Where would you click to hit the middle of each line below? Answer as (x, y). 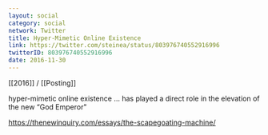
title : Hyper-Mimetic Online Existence (75, 38)
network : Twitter (37, 30)
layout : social (34, 16)
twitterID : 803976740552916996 (60, 53)
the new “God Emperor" (48, 107)
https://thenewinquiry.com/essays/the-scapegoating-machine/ (112, 122)
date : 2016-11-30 (37, 61)
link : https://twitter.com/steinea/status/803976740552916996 (114, 46)
